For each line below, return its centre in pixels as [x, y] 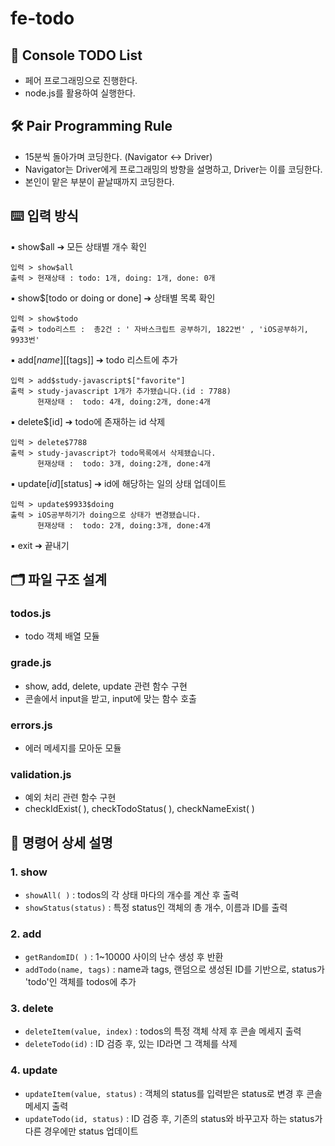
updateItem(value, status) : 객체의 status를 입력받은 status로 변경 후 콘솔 [173, 1093]
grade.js [31, 663]
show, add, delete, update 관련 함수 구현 [106, 686]
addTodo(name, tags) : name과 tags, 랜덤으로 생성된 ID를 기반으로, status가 [174, 969]
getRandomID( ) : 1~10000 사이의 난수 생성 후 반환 [124, 957]
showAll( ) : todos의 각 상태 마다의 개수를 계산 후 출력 [132, 894]
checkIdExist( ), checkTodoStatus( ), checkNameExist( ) [139, 809]
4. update [34, 1070]
